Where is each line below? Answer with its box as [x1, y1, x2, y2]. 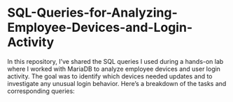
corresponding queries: [7, 87, 75, 95]
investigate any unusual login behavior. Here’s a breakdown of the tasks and [7, 79, 227, 87]
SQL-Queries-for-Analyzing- [7, 5, 178, 21]
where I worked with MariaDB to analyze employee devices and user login [7, 65, 220, 73]
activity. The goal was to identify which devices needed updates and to [7, 71, 213, 80]
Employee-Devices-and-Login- [7, 19, 193, 35]
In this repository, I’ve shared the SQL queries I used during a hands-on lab [7, 57, 224, 65]
